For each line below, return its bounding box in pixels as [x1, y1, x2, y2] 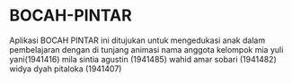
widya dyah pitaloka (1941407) [9, 63, 122, 74]
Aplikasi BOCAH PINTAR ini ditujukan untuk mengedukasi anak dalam [9, 35, 266, 46]
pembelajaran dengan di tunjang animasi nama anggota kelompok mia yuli [9, 44, 284, 54]
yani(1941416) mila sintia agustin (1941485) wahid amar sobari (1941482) [9, 54, 277, 64]
